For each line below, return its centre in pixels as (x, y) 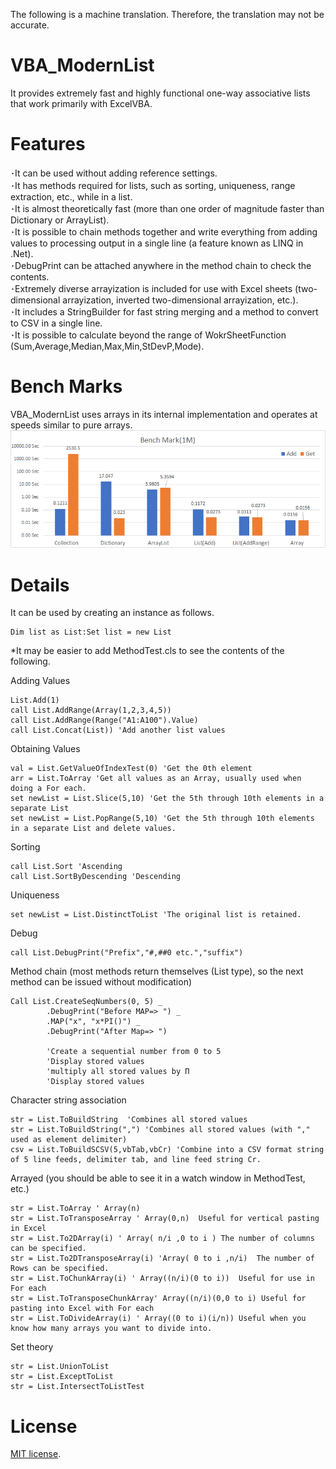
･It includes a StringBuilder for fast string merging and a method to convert (164, 311)
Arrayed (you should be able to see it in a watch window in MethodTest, (158, 1178)
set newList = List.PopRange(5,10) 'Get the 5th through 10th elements (162, 819)
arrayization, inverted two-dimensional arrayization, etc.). (180, 300)
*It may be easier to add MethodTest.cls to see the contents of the (147, 651)
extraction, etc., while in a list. (71, 196)
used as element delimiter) (69, 1140)
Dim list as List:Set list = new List (91, 632)
